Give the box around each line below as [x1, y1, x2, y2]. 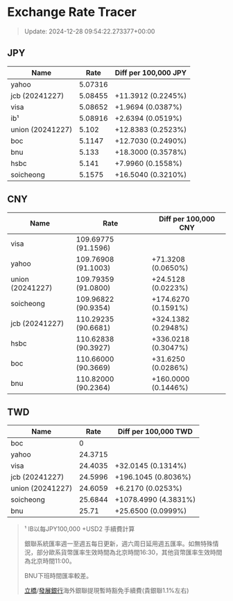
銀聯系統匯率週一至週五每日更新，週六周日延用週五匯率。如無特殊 [24, 539, 213, 548]
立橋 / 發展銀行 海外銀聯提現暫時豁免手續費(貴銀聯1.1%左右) [24, 586, 189, 595]
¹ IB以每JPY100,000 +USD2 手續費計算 [24, 525, 135, 533]
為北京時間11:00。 [24, 557, 76, 566]
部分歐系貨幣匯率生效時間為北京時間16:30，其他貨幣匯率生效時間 [36, 548, 223, 557]
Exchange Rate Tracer [7, 4, 137, 20]
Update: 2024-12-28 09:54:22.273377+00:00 [24, 27, 155, 35]
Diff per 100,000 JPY [114, 67, 187, 77]
